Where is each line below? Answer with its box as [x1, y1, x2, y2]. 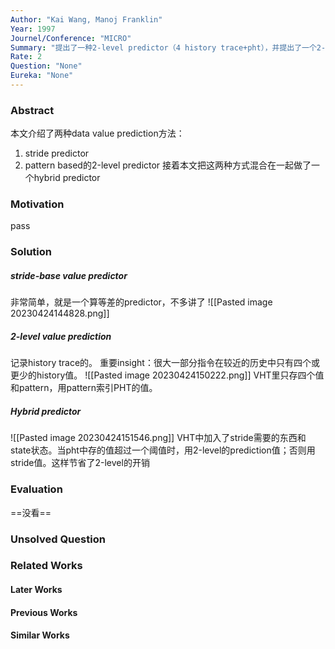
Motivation [10, 197, 65, 211]
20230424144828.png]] [10, 307, 110, 320]
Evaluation [10, 482, 63, 496]
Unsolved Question [10, 532, 106, 546]
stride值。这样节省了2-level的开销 [10, 457, 150, 469]
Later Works [10, 584, 63, 596]
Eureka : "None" [10, 71, 74, 81]
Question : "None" [10, 61, 83, 71]
